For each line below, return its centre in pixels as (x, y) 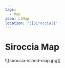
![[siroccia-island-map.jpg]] (33, 61)
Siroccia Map (32, 47)
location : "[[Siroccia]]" (31, 23)
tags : (11, 9)
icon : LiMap (17, 18)
